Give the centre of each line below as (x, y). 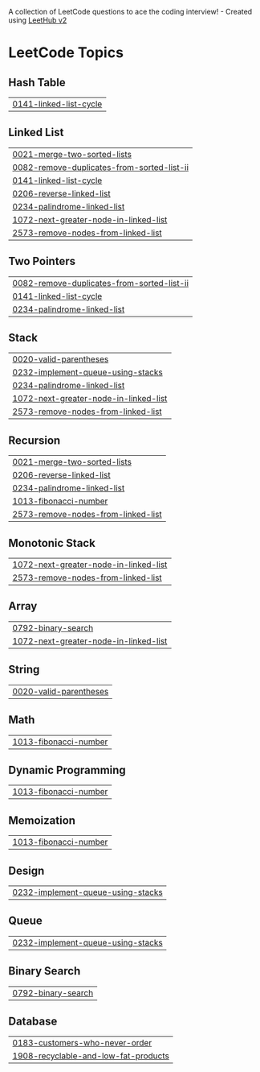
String (24, 670)
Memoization (42, 820)
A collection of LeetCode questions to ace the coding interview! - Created (130, 12)
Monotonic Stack (52, 543)
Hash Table (37, 83)
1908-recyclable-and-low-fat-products (91, 1056)
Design (26, 870)
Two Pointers (42, 261)
